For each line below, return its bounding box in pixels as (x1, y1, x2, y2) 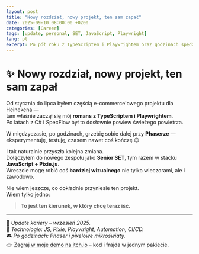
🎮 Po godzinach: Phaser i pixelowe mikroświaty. (6, 232, 126, 239)
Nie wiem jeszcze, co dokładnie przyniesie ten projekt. (6, 184, 139, 191)
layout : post (6, 8, 38, 15)
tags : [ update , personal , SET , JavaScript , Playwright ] (6, 31, 147, 37)
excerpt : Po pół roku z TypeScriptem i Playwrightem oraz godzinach (6, 42, 179, 48)
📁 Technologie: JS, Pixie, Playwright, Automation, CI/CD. (6, 226, 144, 233)
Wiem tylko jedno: (6, 191, 50, 198)
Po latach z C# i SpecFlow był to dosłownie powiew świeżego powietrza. (6, 118, 184, 126)
